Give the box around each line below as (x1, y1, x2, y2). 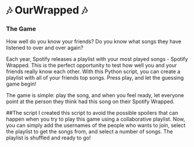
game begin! (6, 80, 36, 88)
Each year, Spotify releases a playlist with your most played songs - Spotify (6, 56, 189, 63)
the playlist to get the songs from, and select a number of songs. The (6, 128, 173, 135)
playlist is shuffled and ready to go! (6, 134, 91, 141)
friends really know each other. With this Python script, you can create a (6, 68, 181, 75)
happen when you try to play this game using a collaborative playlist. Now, (6, 115, 186, 123)
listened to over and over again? (6, 45, 84, 52)
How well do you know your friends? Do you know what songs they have (6, 38, 182, 45)
